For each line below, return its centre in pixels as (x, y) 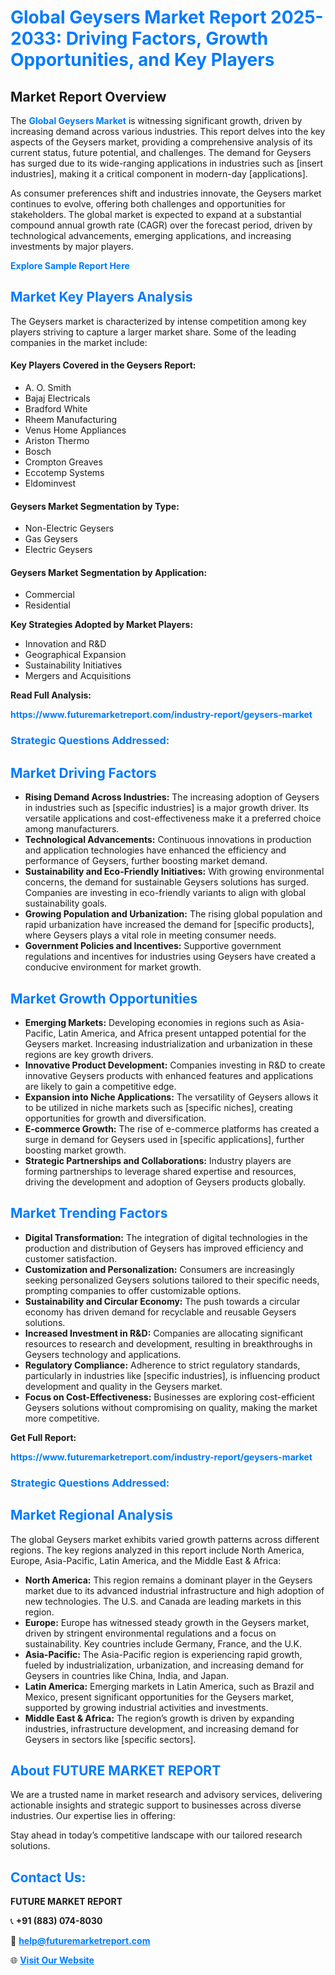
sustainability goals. (66, 903)
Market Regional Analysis (92, 1515)
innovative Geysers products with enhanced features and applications (169, 1075)
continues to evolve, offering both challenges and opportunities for (148, 204)
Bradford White (56, 409)
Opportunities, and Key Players (142, 60)
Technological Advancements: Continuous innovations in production (168, 840)
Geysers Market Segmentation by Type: (95, 506)
